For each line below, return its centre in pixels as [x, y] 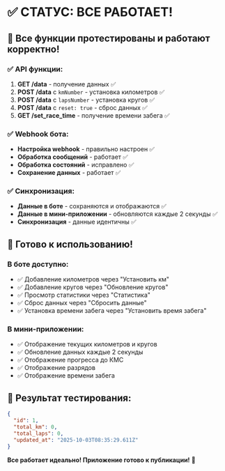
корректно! [33, 49]
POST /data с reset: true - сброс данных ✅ [82, 107]
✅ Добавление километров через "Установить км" [93, 279]
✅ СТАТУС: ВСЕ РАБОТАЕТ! [90, 12]
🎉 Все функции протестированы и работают [109, 38]
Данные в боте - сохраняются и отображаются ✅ [92, 206]
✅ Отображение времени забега [66, 376]
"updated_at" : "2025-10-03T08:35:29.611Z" [76, 440]
